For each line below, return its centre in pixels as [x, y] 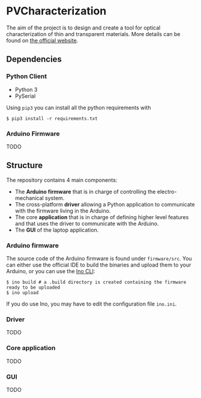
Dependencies [34, 59]
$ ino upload [22, 293]
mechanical [29, 198]
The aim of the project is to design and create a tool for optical [83, 28]
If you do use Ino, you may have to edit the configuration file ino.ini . [91, 304]
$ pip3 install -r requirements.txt [52, 118]
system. [55, 198]
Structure [25, 165]
